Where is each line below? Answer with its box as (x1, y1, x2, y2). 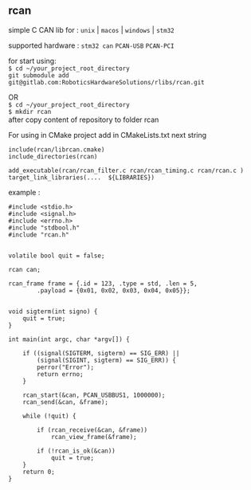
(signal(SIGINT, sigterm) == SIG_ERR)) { (37, 356, 177, 364)
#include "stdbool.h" (8, 224, 80, 232)
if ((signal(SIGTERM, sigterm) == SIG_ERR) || (22, 349, 180, 357)
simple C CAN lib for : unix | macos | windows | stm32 (8, 25, 175, 34)
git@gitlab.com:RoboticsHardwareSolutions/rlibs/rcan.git (8, 78, 205, 86)
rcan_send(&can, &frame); (22, 398, 109, 406)
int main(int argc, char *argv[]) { (8, 335, 130, 343)
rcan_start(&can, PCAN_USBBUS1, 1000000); (22, 391, 166, 399)
